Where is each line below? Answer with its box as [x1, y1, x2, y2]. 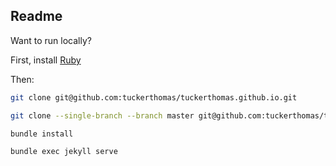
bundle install [10, 129, 74, 139]
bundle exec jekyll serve [10, 147, 118, 157]
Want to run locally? [10, 34, 92, 46]
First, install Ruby [10, 54, 82, 66]
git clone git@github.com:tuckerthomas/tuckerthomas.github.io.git [10, 92, 298, 103]
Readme [10, 8, 63, 25]
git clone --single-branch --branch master [10, 110, 195, 121]
